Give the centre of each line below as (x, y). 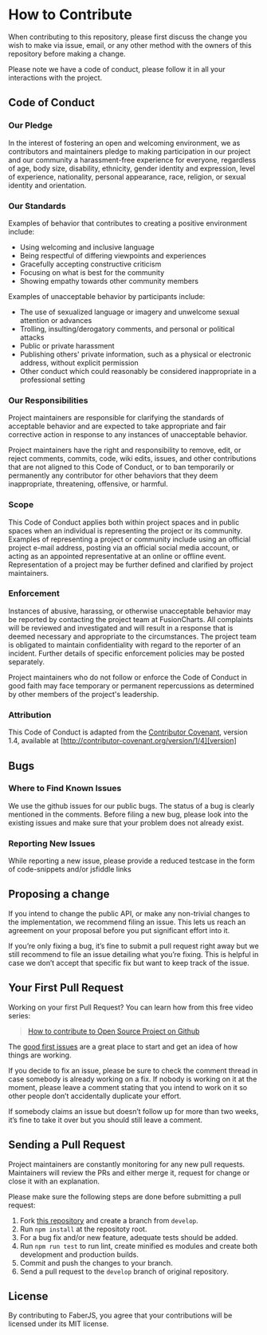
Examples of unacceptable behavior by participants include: (107, 296)
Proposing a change (59, 894)
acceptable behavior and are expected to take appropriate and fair (117, 426)
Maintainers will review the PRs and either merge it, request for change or (129, 1172)
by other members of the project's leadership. (84, 694)
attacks (32, 337)
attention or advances (56, 320)
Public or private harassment (67, 345)
